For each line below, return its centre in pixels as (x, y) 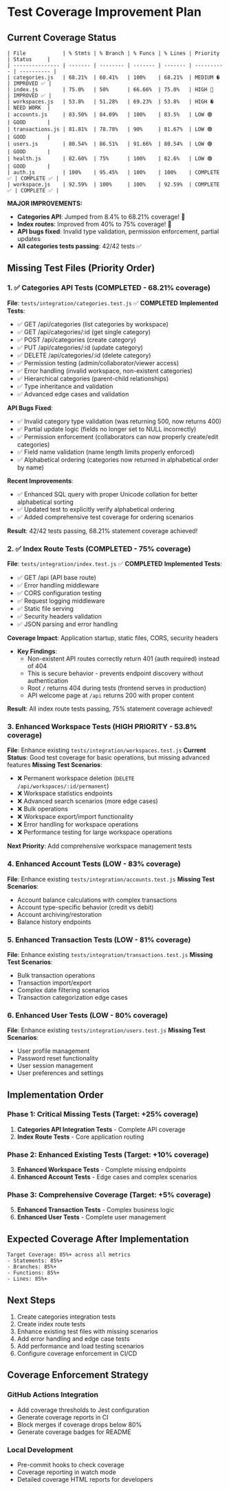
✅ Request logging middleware (61, 601)
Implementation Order (56, 1095)
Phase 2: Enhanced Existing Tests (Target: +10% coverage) (108, 1154)
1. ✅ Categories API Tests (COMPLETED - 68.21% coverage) (109, 288)
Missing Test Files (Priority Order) (81, 268)
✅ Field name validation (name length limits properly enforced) (106, 452)
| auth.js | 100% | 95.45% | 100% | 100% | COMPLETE (113, 173)
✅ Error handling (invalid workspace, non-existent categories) (105, 371)
